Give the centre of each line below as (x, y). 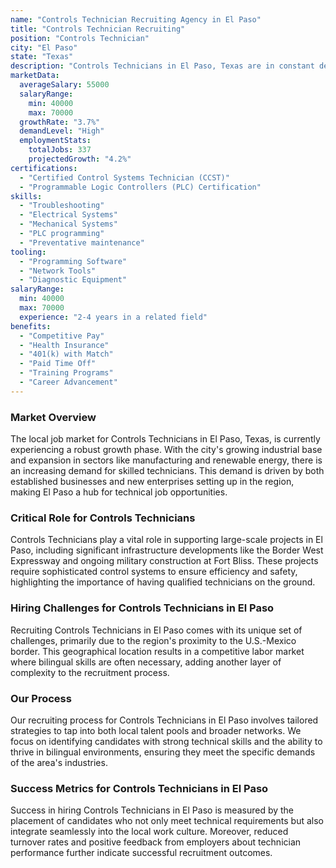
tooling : (28, 252)
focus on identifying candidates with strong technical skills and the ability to (166, 741)
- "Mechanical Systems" (68, 224)
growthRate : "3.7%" (60, 122)
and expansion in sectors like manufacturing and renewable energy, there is (166, 460)
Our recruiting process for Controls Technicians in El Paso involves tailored (164, 720)
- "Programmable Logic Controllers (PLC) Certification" (140, 187)
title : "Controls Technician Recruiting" (98, 29)
